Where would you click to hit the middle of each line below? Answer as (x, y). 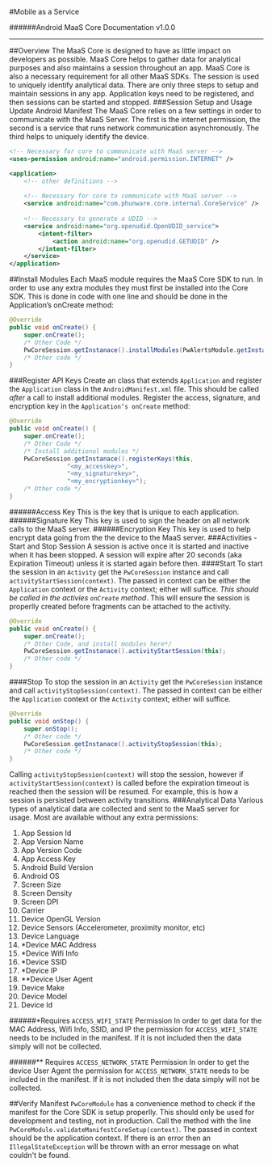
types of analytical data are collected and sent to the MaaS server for (124, 809)
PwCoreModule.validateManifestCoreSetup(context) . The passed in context (133, 1130)
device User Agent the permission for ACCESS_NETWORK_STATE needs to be (129, 1071)
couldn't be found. (40, 1155)
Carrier (33, 910)
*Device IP (39, 971)
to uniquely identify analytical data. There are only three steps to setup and (134, 85)
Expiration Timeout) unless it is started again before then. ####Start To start (136, 563)
